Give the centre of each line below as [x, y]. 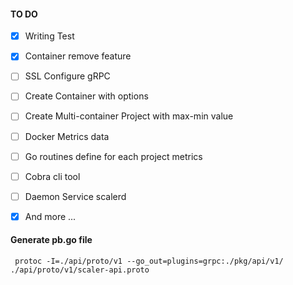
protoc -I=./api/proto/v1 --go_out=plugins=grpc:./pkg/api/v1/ [149, 261]
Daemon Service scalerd [75, 196]
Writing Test [49, 36]
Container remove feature [78, 56]
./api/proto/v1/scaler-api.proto [80, 270]
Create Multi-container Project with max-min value [129, 116]
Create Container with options [86, 96]
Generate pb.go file [51, 240]
